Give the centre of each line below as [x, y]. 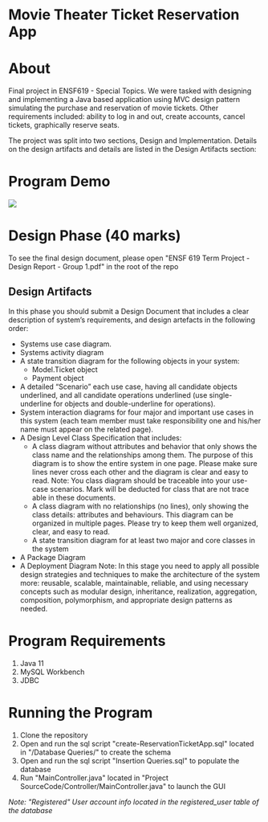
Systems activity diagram [62, 352]
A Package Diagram [53, 557]
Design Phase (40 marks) [95, 236]
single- [221, 395]
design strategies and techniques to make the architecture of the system [140, 574]
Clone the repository [54, 735]
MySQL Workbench [52, 672]
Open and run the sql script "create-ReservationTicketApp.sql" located [137, 743]
